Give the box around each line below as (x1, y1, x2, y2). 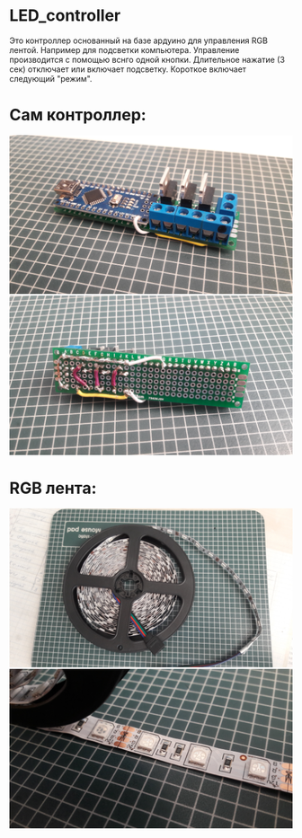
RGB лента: (9, 478, 97, 498)
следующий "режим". (9, 73, 93, 84)
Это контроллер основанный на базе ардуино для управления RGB (9, 35, 268, 46)
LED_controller (9, 5, 121, 26)
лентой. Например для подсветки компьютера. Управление (9, 44, 240, 55)
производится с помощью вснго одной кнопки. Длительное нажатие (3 (9, 54, 286, 65)
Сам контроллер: (9, 105, 147, 126)
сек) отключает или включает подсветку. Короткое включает (9, 64, 247, 75)
